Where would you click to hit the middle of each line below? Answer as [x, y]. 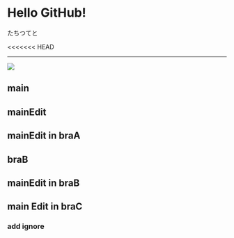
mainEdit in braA [44, 136]
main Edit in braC [45, 207]
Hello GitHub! [47, 13]
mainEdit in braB [44, 183]
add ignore [26, 226]
